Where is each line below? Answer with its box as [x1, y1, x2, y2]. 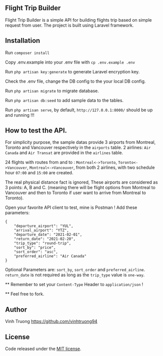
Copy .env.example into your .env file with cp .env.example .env [5, 59, 135, 65]
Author [5, 305, 27, 314]
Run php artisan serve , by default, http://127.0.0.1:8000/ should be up [5, 107, 153, 113]
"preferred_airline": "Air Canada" [14, 254, 87, 259]
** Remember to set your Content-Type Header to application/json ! [5, 282, 143, 288]
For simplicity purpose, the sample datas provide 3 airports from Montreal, [5, 139, 156, 145]
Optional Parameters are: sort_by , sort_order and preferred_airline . [5, 267, 145, 273]
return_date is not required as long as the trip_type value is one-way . [5, 272, 145, 278]
